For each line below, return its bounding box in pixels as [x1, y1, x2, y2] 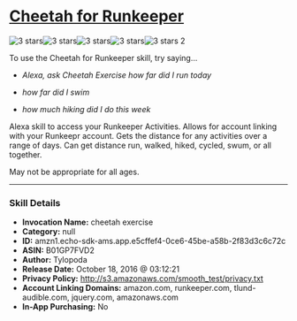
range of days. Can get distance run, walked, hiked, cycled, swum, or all [9, 140, 272, 150]
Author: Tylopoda [21, 255, 88, 265]
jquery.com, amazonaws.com [71, 292, 179, 302]
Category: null [21, 226, 76, 237]
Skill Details [9, 196, 61, 209]
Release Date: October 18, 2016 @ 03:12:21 [21, 264, 179, 275]
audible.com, [21, 292, 70, 302]
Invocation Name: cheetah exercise [21, 217, 154, 227]
